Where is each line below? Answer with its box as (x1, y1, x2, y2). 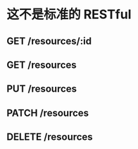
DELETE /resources (6, 131, 93, 143)
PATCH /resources (6, 107, 89, 119)
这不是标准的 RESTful (6, 6, 132, 23)
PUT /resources (6, 83, 77, 95)
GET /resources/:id (6, 35, 92, 47)
